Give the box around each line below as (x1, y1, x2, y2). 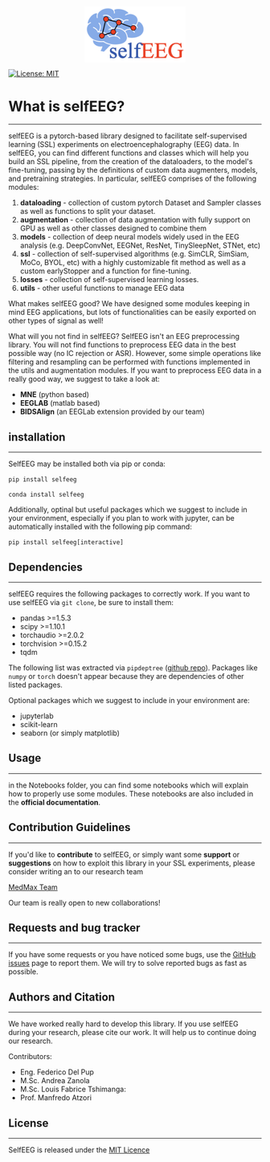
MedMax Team (8, 882, 58, 892)
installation (8, 430, 66, 444)
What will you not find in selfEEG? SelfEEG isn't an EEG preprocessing (8, 332, 239, 342)
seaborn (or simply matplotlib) (19, 728, 121, 738)
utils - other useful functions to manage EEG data (19, 284, 185, 293)
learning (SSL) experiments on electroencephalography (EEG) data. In (8, 140, 239, 149)
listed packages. (8, 680, 63, 689)
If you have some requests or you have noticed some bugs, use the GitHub (8, 950, 256, 959)
